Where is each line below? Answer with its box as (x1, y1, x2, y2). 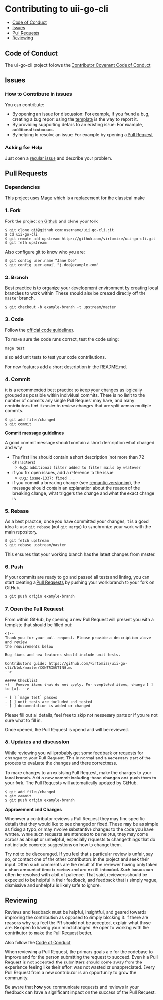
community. (5, 975, 29, 981)
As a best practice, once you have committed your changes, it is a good (5, 519, 149, 524)
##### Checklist (5, 678, 38, 683)
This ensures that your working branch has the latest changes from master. (5, 551, 156, 557)
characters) (12, 459, 36, 465)
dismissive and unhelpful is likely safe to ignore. (5, 882, 101, 888)
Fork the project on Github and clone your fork (5, 218, 98, 224)
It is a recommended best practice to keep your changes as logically (5, 387, 142, 393)
